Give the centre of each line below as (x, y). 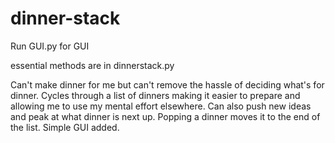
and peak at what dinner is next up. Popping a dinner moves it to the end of (165, 116)
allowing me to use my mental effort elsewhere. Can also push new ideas (161, 106)
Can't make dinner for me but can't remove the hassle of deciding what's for (167, 84)
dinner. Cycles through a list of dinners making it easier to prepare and (155, 95)
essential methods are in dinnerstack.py (92, 65)
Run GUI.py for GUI (50, 46)
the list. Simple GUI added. (65, 127)
